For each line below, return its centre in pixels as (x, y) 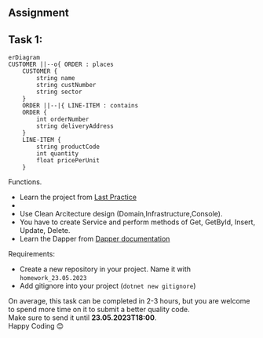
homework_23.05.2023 (53, 278)
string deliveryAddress (75, 126)
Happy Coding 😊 (36, 326)
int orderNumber (63, 120)
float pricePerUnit (68, 161)
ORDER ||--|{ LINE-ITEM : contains (80, 106)
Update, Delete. (45, 231)
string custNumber (66, 85)
